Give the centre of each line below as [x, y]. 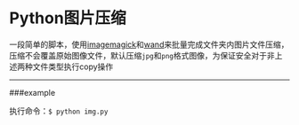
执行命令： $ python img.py [59, 111]
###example [32, 92]
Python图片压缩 [68, 18]
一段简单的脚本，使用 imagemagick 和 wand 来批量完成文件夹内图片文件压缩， [149, 44]
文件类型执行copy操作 [73, 66]
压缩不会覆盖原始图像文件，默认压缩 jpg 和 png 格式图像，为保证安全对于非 [142, 55]
